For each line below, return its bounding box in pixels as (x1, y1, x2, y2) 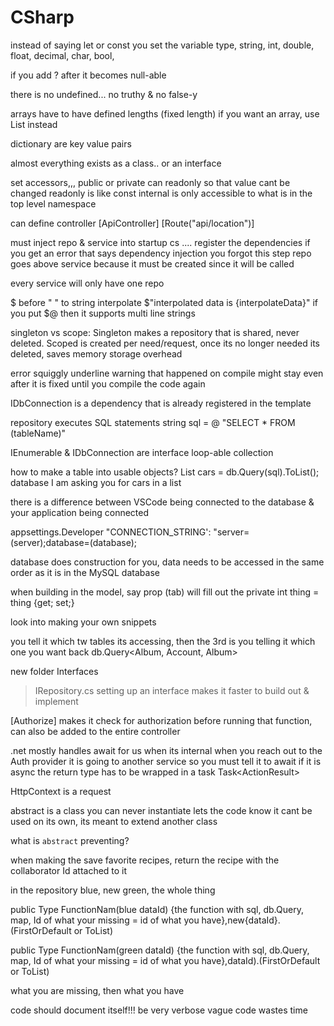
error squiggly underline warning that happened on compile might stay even (10, 367, 324, 379)
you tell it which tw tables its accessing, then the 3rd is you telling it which (10, 635, 316, 647)
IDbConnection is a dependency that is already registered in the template (10, 397, 312, 409)
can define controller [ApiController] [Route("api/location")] (10, 217, 255, 229)
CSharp (10, 6, 75, 29)
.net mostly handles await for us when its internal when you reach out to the (10, 744, 323, 756)
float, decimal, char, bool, (10, 49, 115, 61)
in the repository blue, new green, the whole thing (10, 884, 216, 896)
